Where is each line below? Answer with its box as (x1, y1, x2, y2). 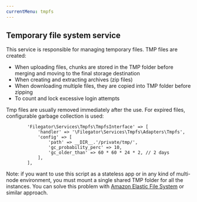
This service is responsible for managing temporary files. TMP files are (6, 46, 178, 53)
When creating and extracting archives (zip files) (14, 76, 133, 83)
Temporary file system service (6, 31, 121, 41)
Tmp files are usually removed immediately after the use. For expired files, (6, 107, 185, 114)
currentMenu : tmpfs (6, 8, 54, 15)
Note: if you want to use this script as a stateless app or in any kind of (6, 170, 175, 177)
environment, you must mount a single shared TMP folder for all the (19, 177, 183, 184)
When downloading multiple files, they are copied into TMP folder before (14, 82, 191, 90)
